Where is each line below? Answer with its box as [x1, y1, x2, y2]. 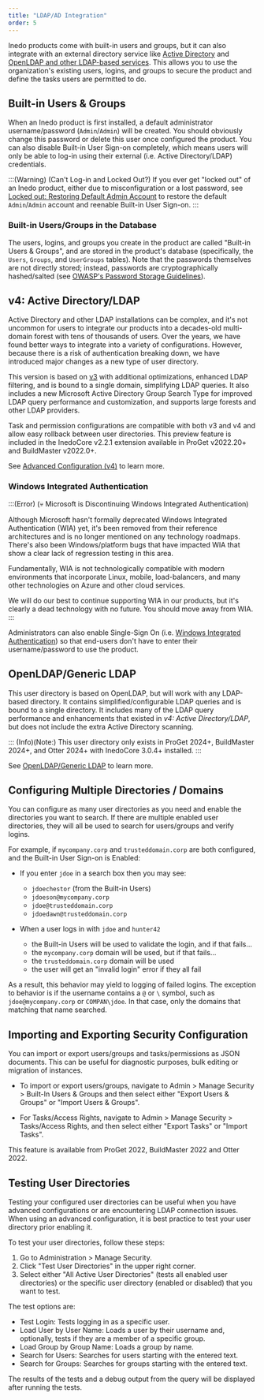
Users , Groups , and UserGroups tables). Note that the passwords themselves [8, 254, 251, 264]
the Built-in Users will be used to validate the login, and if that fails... [31, 939, 253, 949]
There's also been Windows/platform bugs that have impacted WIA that [8, 539, 240, 549]
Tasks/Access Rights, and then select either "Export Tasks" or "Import [19, 1122, 248, 1131]
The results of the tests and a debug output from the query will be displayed [8, 1374, 255, 1383]
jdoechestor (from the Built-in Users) [31, 884, 151, 894]
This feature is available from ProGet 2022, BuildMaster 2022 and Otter [8, 1145, 240, 1155]
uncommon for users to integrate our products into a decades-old [8, 323, 222, 333]
